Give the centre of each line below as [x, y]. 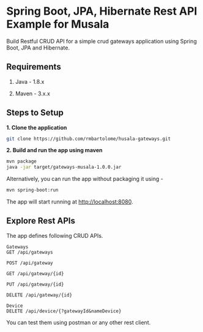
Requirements [34, 67]
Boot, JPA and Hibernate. [38, 48]
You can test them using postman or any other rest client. [79, 322]
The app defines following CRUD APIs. [55, 235]
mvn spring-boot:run [33, 190]
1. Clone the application [37, 127]
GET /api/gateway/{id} [35, 273]
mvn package [21, 161]
